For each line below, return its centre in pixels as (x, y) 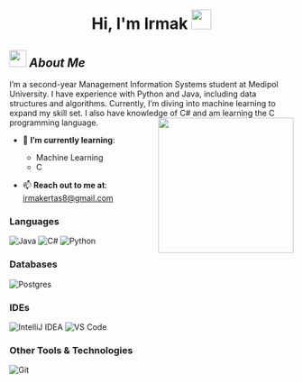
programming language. (54, 123)
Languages (35, 221)
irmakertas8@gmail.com (68, 198)
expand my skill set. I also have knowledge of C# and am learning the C (142, 113)
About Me (57, 63)
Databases (33, 264)
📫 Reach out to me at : (65, 185)
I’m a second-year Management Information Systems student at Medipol (144, 84)
